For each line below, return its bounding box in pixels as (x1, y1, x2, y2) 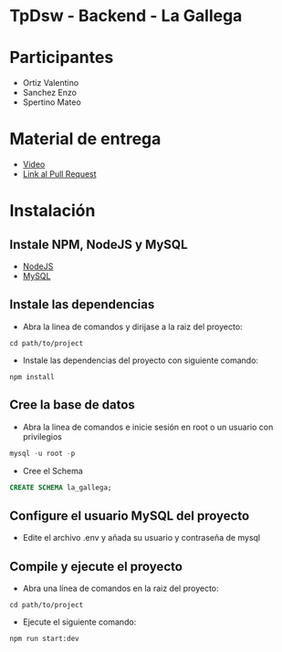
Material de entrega (9, 129, 162, 150)
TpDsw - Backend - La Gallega (9, 5, 243, 26)
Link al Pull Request (22, 169, 98, 180)
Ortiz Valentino (22, 78, 79, 88)
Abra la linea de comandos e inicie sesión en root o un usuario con (22, 421, 274, 432)
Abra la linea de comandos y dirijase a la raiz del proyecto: (22, 321, 244, 332)
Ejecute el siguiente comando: (22, 616, 137, 627)
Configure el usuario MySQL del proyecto (9, 508, 250, 523)
